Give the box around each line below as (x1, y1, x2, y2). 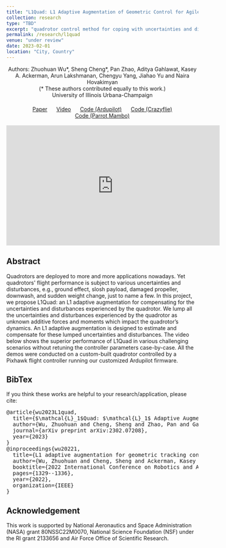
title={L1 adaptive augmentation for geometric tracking (12, 452, 187, 458)
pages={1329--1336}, (12, 470, 74, 477)
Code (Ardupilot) (80, 105, 122, 113)
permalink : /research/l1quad (6, 32, 80, 38)
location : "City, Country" (6, 49, 75, 55)
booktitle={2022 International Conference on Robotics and (12, 464, 193, 470)
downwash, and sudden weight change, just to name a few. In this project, (6, 292, 192, 299)
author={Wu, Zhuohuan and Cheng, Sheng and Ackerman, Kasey (12, 458, 196, 464)
